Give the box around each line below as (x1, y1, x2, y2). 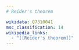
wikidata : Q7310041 (6, 19, 53, 25)
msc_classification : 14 (6, 24, 64, 30)
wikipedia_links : (6, 30, 48, 35)
